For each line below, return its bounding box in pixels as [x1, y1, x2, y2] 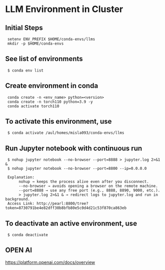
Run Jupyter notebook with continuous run [5, 144, 142, 152]
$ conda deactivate [7, 232, 49, 237]
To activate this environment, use [5, 117, 112, 126]
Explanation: [7, 175, 35, 180]
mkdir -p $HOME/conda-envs [7, 41, 64, 46]
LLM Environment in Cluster [5, 4, 123, 15]
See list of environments [5, 55, 83, 63]
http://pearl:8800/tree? [37, 201, 89, 206]
